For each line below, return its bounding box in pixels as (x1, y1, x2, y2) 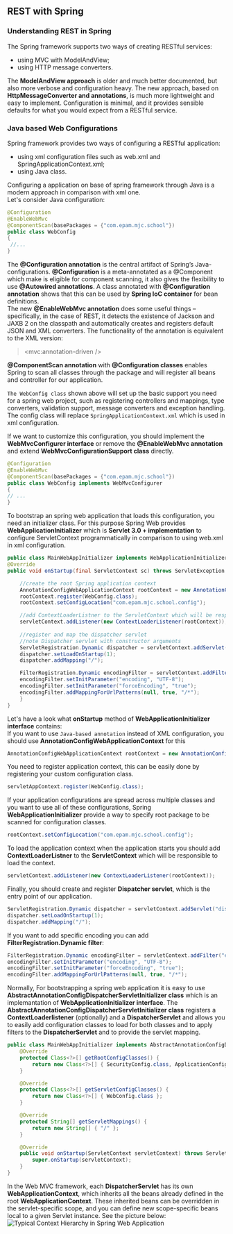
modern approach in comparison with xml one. (7, 187, 141, 197)
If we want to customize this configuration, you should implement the (7, 432, 205, 440)
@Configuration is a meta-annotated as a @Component (51, 267, 213, 276)
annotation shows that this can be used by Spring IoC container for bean (7, 290, 218, 298)
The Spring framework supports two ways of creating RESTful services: (7, 42, 213, 51)
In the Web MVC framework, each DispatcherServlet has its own (7, 1182, 193, 1190)
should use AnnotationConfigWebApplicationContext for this (7, 736, 186, 745)
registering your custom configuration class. (7, 770, 134, 778)
